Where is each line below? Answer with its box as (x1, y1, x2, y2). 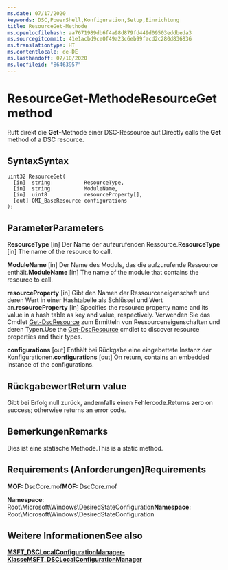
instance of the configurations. (7, 361, 94, 369)
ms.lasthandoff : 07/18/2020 (7, 55, 88, 62)
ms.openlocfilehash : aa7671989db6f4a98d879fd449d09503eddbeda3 (7, 29, 192, 36)
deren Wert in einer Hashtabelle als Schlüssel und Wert (7, 296, 163, 304)
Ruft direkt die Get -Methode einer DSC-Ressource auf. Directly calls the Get (7, 128, 221, 136)
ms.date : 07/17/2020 (7, 10, 67, 17)
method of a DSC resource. (7, 135, 84, 144)
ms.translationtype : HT (7, 42, 76, 49)
